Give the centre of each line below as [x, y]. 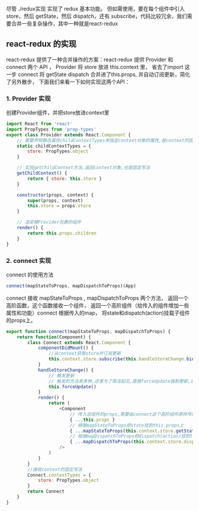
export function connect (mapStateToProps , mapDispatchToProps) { [88, 331]
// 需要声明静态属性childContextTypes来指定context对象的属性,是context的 [103, 140]
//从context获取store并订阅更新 [85, 354]
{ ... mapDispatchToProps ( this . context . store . [127, 442]
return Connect [46, 491]
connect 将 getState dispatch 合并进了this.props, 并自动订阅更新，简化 [104, 74]
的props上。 [21, 320]
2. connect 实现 [29, 261]
